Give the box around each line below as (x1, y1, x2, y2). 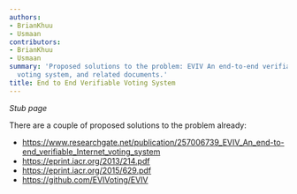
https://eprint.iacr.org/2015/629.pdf (21, 165, 152, 175)
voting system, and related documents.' (17, 71, 168, 79)
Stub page (9, 102, 48, 113)
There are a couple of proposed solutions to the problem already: (9, 120, 247, 131)
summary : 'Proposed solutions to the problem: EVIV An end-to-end (9, 63, 259, 71)
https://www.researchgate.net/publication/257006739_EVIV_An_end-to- (21, 137, 285, 147)
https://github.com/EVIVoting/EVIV (21, 174, 148, 185)
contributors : (9, 37, 62, 47)
